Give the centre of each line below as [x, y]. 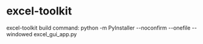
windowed [19, 34]
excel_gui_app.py [55, 34]
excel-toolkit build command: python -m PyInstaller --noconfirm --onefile [98, 28]
